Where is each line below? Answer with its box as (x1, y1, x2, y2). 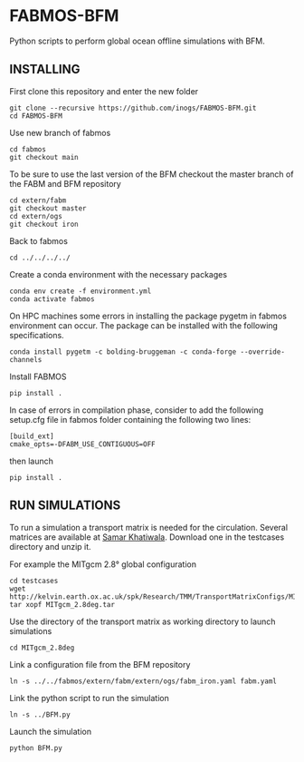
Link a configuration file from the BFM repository (9, 659, 191, 669)
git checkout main (9, 152, 79, 161)
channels (9, 355, 43, 364)
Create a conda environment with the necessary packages (9, 269, 228, 279)
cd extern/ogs (9, 211, 63, 220)
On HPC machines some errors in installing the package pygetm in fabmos (9, 310, 288, 321)
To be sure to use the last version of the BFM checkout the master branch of (9, 169, 294, 180)
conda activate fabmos (9, 294, 95, 304)
